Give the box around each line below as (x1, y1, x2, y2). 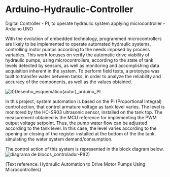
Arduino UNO (5, 25, 33, 31)
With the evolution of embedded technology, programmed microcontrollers (5, 36, 162, 42)
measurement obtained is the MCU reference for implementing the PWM (5, 114, 157, 120)
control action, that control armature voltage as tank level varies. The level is (5, 103, 165, 110)
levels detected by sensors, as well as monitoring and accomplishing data (5, 62, 160, 68)
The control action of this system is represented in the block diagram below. (5, 146, 164, 152)
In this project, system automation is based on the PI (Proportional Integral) (5, 98, 162, 104)
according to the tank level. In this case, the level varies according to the (5, 125, 157, 131)
